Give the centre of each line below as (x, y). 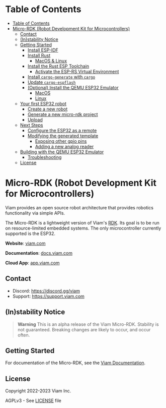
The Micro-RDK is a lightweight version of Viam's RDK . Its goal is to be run (82, 222)
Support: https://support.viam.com (48, 296)
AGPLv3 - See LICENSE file (33, 401)
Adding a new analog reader (64, 146)
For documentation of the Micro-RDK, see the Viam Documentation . (75, 363)
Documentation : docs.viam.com (39, 253)
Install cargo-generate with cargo (61, 77)
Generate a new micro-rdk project (63, 114)
